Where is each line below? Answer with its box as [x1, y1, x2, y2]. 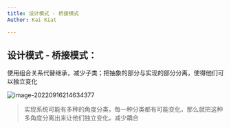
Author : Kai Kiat [7, 16, 57, 23]
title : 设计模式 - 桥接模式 [7, 10, 79, 17]
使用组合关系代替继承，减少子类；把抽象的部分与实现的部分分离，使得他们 [7, 69, 218, 77]
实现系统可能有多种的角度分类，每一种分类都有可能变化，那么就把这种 [23, 105, 223, 114]
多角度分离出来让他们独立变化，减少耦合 [23, 114, 139, 122]
